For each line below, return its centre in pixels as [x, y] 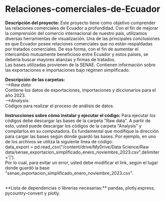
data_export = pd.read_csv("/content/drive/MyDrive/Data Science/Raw [77, 147]
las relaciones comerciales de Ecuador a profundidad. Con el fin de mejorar [82, 28]
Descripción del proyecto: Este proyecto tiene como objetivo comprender [81, 23]
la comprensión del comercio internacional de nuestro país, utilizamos [76, 33]
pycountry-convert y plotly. [33, 193]
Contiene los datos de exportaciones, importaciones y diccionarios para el [81, 90]
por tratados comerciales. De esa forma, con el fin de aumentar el [72, 49]
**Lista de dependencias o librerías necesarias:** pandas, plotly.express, [80, 188]
